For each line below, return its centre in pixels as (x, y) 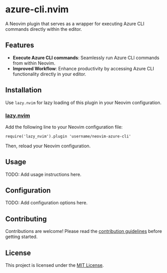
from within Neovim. (34, 63)
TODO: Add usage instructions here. (43, 174)
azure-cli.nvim (37, 9)
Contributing (26, 219)
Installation (23, 90)
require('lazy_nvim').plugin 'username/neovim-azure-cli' (68, 136)
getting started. (21, 237)
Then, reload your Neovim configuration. (48, 146)
